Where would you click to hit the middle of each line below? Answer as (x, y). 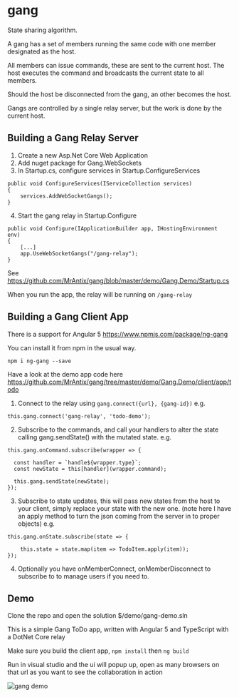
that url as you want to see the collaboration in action (85, 672)
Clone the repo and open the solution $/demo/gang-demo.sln (98, 616)
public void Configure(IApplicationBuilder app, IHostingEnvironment (113, 228)
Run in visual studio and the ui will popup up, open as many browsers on (113, 665)
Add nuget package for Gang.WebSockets (80, 163)
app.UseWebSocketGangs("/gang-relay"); (79, 253)
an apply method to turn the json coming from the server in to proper (119, 516)
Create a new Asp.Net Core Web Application (83, 155)
